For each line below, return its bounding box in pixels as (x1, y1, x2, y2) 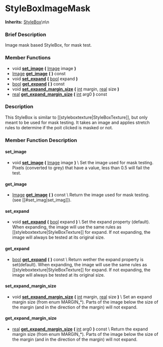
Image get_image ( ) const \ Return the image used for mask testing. (12, 192, 150, 198)
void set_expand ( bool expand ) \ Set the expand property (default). (12, 219, 150, 225)
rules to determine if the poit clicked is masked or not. (5, 124, 113, 130)
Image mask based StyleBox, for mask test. (5, 42, 92, 48)
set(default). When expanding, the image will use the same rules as (12, 261, 147, 267)
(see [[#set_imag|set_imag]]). (12, 197, 72, 203)
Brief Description (5, 31, 46, 38)
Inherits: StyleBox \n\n (5, 19, 50, 25)
